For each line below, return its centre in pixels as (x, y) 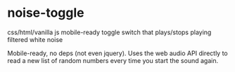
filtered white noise (35, 39)
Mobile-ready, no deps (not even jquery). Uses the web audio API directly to (118, 53)
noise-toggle (46, 13)
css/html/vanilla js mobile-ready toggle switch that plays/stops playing (109, 32)
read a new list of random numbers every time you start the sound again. (113, 60)
